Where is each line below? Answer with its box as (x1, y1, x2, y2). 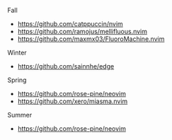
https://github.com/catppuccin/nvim (17, 20, 124, 28)
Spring (7, 76, 27, 84)
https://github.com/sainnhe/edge (17, 62, 115, 70)
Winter (7, 49, 27, 57)
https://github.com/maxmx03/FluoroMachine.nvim (17, 35, 165, 43)
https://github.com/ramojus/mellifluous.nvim (17, 28, 147, 35)
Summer (7, 111, 33, 119)
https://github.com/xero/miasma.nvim (17, 97, 128, 105)
